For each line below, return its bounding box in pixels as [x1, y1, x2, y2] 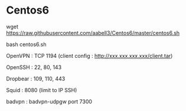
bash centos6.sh [6, 41, 47, 48]
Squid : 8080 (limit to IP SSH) [6, 86, 77, 93]
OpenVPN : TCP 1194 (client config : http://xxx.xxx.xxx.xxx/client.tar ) [6, 52, 173, 59]
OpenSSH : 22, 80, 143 [6, 63, 62, 71]
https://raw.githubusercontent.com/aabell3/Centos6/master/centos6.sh [6, 29, 180, 36]
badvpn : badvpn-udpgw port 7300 [6, 98, 93, 105]
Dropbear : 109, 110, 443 [6, 75, 66, 82]
